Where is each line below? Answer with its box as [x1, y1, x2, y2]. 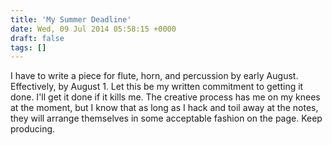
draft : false [10, 33, 65, 43]
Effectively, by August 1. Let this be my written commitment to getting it [10, 81, 304, 93]
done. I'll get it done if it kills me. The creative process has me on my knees [10, 91, 321, 103]
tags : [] [10, 42, 47, 53]
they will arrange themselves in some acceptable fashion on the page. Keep [10, 112, 323, 125]
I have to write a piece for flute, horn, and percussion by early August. [10, 70, 299, 82]
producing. [10, 123, 56, 135]
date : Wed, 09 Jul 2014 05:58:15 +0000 [10, 24, 177, 34]
